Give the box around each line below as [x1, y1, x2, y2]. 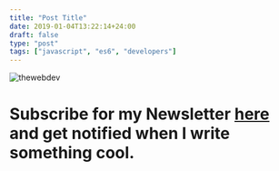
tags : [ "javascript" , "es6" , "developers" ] [9, 47, 177, 56]
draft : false [9, 30, 59, 39]
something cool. [9, 143, 135, 164]
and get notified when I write [9, 124, 230, 144]
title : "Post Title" [9, 13, 88, 23]
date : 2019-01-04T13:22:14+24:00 [9, 22, 136, 31]
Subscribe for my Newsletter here [9, 104, 270, 125]
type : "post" [9, 38, 59, 48]
